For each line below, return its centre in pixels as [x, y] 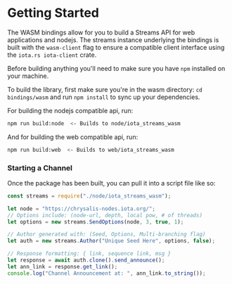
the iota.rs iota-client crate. [52, 55]
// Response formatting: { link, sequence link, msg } [89, 254]
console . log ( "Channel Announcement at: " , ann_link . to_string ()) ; [107, 273]
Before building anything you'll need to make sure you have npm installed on [116, 68]
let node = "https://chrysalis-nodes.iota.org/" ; [82, 209]
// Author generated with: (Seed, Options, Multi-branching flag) [107, 234]
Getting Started [53, 13]
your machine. [28, 76]
